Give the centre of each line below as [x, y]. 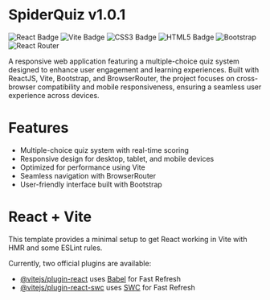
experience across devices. [54, 95]
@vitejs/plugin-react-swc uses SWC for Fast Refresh [107, 287]
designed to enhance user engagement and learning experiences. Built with [134, 69]
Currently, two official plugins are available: [80, 263]
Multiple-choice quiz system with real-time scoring [104, 150]
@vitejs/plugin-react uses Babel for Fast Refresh [100, 278]
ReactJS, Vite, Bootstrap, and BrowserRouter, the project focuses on [122, 78]
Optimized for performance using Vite [83, 167]
